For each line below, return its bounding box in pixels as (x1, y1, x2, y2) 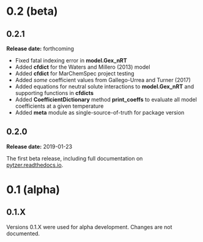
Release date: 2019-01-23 (6, 143, 73, 150)
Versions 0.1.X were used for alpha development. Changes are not (6, 223, 172, 230)
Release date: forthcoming (6, 45, 75, 52)
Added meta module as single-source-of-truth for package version (15, 109, 185, 116)
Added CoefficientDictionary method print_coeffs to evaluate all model (15, 96, 197, 103)
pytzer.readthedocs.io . (6, 161, 64, 168)
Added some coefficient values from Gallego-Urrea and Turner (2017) (15, 77, 191, 83)
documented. (6, 230, 40, 237)
